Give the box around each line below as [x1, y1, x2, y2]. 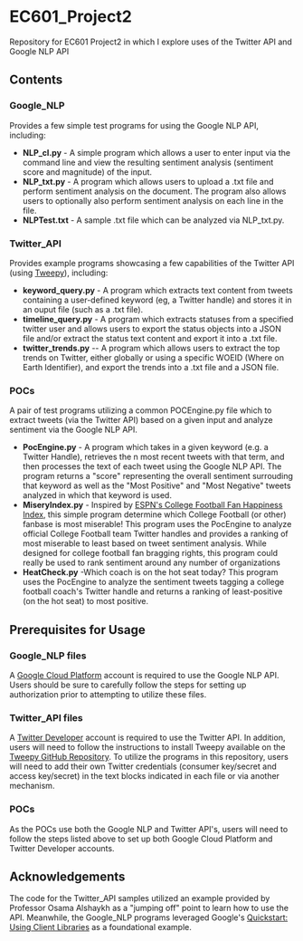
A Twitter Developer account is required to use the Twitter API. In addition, [9, 732, 286, 744]
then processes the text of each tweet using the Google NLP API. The [22, 461, 282, 472]
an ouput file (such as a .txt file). [22, 303, 144, 314]
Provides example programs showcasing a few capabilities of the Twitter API [9, 257, 295, 268]
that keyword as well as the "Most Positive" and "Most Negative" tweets [22, 480, 291, 491]
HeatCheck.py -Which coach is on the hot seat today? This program [22, 567, 279, 578]
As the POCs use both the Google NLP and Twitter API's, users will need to [9, 823, 289, 834]
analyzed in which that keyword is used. [22, 490, 172, 501]
